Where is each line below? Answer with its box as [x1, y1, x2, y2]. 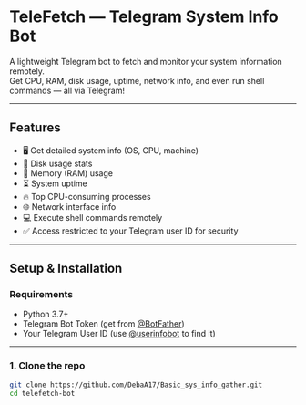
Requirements [9, 288, 74, 301]
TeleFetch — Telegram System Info [9, 6, 280, 27]
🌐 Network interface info [22, 201, 117, 212]
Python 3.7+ [22, 308, 69, 320]
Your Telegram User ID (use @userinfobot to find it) [22, 328, 216, 339]
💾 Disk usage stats [22, 158, 93, 169]
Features [9, 120, 61, 136]
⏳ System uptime [22, 178, 88, 189]
